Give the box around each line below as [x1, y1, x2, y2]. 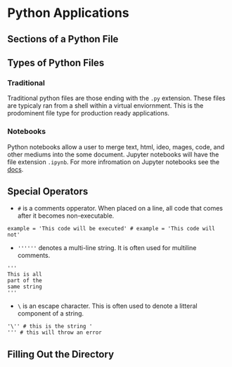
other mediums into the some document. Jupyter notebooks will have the [7, 150, 219, 158]
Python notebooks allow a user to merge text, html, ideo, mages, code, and [7, 142, 225, 151]
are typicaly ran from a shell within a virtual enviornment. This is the [7, 101, 204, 110]
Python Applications [7, 5, 129, 21]
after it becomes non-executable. [17, 211, 115, 220]
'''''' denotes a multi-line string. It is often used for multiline [17, 244, 197, 252]
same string [7, 283, 42, 290]
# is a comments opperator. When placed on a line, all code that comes [17, 204, 224, 213]
